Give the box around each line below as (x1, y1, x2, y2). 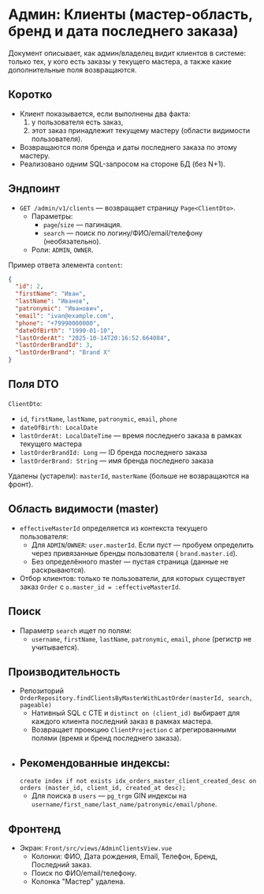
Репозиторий (19, 686, 65, 695)
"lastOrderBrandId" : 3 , (15, 341, 93, 349)
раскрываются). (31, 565, 87, 575)
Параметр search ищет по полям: (19, 625, 132, 635)
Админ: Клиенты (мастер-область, (8, 6, 254, 24)
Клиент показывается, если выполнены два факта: (19, 109, 191, 118)
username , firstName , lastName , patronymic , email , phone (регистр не (31, 634, 252, 643)
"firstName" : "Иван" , (15, 290, 87, 298)
